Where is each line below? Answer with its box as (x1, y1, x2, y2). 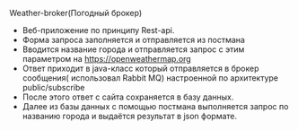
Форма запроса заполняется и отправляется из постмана (22, 35, 245, 45)
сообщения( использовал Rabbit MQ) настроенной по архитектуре (22, 73, 279, 83)
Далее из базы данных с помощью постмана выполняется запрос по (22, 101, 289, 111)
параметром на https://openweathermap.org (22, 54, 191, 64)
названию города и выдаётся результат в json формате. (22, 111, 238, 121)
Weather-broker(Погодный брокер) (9, 8, 143, 18)
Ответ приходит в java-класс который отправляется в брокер (22, 63, 259, 74)
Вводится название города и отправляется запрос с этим (22, 44, 245, 55)
